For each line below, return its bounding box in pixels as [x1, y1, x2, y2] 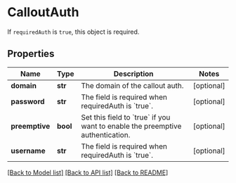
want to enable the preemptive [80, 121, 182, 131]
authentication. [80, 130, 131, 139]
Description [113, 68, 154, 78]
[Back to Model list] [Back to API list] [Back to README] [7, 168, 169, 177]
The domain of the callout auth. [80, 80, 184, 90]
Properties [7, 48, 55, 60]
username [11, 146, 46, 156]
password [11, 96, 45, 106]
